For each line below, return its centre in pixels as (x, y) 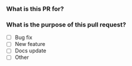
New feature (30, 44)
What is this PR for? (35, 9)
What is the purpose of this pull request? (66, 24)
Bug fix (23, 38)
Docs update (30, 51)
